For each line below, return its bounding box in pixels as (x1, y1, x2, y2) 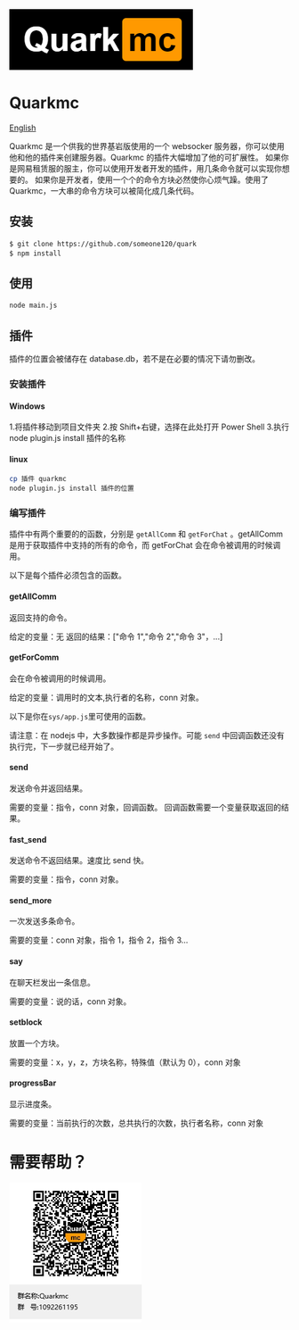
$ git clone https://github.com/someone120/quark (9, 239, 198, 248)
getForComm (9, 652, 60, 663)
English (9, 122, 36, 133)
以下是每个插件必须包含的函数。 (9, 570, 126, 581)
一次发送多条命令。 (9, 916, 80, 927)
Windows (9, 401, 45, 411)
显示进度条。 (9, 1099, 56, 1110)
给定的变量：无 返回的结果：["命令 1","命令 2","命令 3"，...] (9, 631, 223, 642)
